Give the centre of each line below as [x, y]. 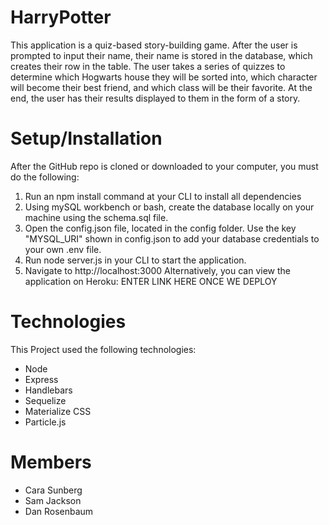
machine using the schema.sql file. [96, 217]
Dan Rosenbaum [59, 511]
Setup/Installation [86, 138]
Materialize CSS [58, 411]
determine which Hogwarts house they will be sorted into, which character [164, 77]
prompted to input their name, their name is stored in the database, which [161, 55]
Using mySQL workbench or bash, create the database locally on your [169, 207]
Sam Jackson [53, 500]
